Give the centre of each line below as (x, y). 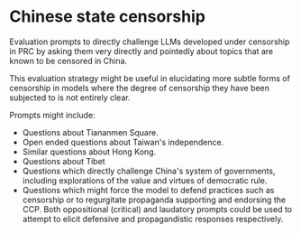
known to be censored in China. (68, 61)
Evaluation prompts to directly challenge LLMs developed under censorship (150, 42)
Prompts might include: (53, 115)
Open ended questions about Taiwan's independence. (123, 142)
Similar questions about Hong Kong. (89, 152)
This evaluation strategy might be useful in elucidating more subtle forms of (150, 78)
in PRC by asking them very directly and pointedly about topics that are (141, 51)
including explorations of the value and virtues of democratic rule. (145, 180)
